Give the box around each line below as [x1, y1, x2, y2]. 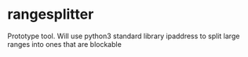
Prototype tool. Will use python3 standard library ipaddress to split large [7, 31, 240, 41]
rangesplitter [7, 5, 94, 23]
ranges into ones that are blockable [7, 39, 122, 48]
